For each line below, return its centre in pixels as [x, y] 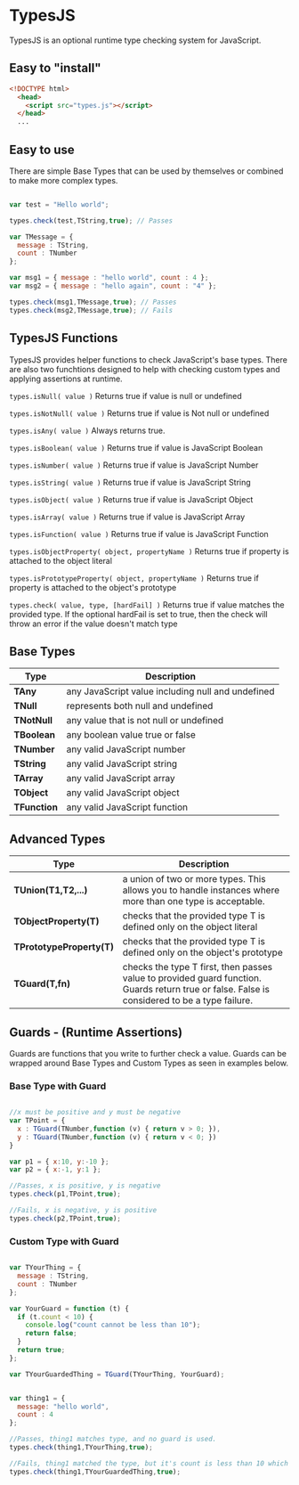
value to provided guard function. [192, 978]
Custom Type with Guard [64, 1241]
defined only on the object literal [190, 927]
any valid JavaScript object [123, 793]
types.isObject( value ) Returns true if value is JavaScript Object [131, 499]
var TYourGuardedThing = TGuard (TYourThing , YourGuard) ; [117, 1374]
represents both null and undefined [140, 706]
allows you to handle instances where [201, 890]
